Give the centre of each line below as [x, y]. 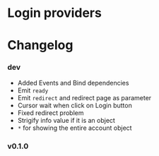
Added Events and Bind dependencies [73, 83]
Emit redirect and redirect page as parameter [84, 97]
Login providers [55, 13]
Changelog [40, 46]
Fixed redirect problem [51, 113]
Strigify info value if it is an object [66, 120]
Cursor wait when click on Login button [75, 105]
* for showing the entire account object [75, 128]
